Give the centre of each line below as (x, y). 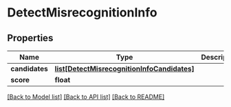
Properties (30, 38)
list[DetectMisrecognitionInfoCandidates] (124, 69)
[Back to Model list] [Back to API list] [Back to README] (86, 97)
